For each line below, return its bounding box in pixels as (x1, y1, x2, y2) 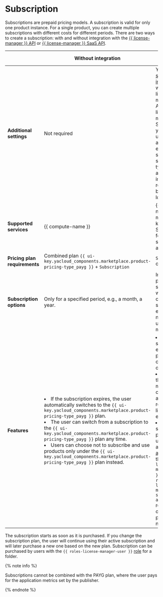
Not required (44, 130, 73, 137)
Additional (7, 127, 32, 133)
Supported (7, 220, 33, 227)
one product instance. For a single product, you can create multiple (5, 24, 140, 30)
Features (7, 427, 29, 434)
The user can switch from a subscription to (50, 418, 149, 425)
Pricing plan (7, 255, 36, 261)
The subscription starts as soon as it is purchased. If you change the (5, 532, 142, 539)
